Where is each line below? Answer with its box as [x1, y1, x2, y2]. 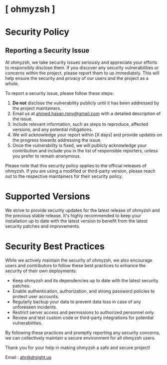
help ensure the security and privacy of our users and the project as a [5, 75, 149, 81]
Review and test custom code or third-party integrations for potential [12, 315, 154, 321]
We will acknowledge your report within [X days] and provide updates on [12, 132, 163, 138]
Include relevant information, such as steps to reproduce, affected [12, 121, 149, 127]
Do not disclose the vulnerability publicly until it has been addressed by [12, 100, 160, 106]
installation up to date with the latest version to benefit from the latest [5, 218, 148, 224]
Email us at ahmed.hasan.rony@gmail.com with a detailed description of [12, 111, 161, 117]
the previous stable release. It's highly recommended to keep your [5, 213, 142, 219]
